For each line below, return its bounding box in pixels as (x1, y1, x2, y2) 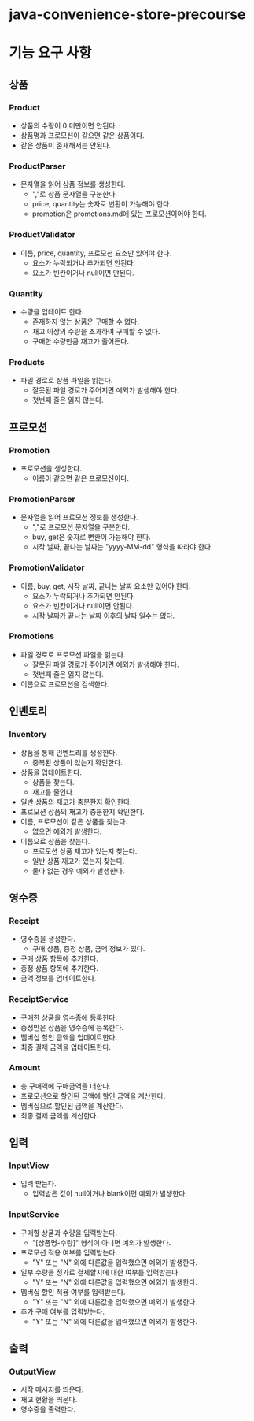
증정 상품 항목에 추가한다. (20, 964, 99, 973)
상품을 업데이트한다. (20, 767, 82, 777)
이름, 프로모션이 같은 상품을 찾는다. (20, 817, 128, 826)
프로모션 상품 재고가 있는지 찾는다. (31, 846, 138, 856)
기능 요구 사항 (9, 44, 92, 62)
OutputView (9, 1366, 57, 1377)
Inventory (9, 729, 47, 740)
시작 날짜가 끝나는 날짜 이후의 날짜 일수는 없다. (31, 611, 175, 620)
